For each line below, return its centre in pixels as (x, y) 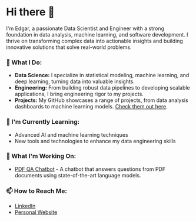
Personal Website (36, 212)
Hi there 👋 (30, 12)
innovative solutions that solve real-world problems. (69, 47)
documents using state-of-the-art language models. (78, 175)
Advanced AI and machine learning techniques (71, 134)
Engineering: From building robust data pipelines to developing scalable (102, 88)
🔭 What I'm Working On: (41, 156)
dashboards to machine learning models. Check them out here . (91, 107)
